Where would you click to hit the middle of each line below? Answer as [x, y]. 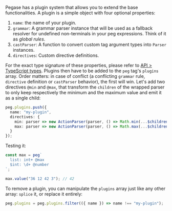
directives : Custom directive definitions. [56, 55]
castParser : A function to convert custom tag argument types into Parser [90, 45]
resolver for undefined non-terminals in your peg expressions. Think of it [89, 34]
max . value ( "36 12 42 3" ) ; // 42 [40, 179]
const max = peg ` [24, 155]
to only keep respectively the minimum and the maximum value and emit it [84, 92]
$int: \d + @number [30, 164]
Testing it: [16, 146]
